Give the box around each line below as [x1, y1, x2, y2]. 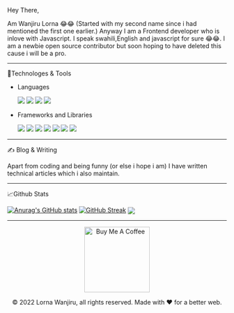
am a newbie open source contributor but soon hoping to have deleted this [7, 42, 221, 50]
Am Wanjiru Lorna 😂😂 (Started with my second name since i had [7, 20, 197, 27]
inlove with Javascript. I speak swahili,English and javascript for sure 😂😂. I [7, 34, 225, 43]
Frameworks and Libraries [17, 111, 93, 119]
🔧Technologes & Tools [7, 69, 72, 78]
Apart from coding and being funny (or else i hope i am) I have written [7, 162, 208, 170]
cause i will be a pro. [7, 49, 67, 57]
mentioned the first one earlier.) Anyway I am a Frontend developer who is [7, 27, 220, 35]
